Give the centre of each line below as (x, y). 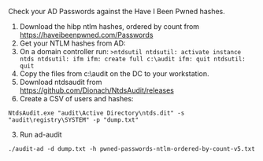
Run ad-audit (41, 134)
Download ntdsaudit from (61, 82)
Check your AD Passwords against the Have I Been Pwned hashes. (117, 11)
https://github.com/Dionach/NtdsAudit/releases (97, 90)
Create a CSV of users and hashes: (76, 99)
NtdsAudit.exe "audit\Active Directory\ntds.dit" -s (96, 113)
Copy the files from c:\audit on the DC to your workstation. (114, 73)
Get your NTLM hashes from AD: (72, 43)
